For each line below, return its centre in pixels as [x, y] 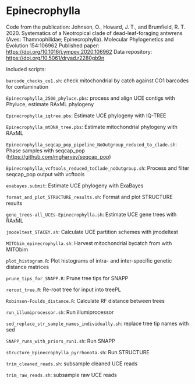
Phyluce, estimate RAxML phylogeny [50, 104]
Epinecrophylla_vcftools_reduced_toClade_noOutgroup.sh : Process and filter [98, 168]
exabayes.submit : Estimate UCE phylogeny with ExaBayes [75, 186]
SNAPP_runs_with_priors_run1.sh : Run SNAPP [61, 341]
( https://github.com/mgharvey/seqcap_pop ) [59, 156]
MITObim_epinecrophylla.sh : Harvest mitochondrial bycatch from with [89, 243]
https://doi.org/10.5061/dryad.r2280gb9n [55, 58]
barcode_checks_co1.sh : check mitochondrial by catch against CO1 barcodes [97, 81]
